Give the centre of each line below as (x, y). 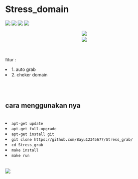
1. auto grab (24, 69)
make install (25, 150)
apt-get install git (33, 134)
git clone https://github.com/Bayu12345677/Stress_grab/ (72, 139)
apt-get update (28, 123)
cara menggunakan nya (43, 106)
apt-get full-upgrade (34, 129)
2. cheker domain (30, 74)
